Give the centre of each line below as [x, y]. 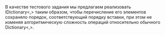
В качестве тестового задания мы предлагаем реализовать [68, 7]
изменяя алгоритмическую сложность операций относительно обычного [83, 22]
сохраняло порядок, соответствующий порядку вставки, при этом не [79, 17]
